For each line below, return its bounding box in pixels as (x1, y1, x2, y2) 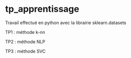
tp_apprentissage (5, 3, 80, 15)
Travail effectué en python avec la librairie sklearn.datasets (5, 20, 127, 26)
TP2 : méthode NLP (5, 38, 46, 45)
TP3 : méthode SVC (5, 48, 46, 54)
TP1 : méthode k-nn (5, 29, 45, 35)
